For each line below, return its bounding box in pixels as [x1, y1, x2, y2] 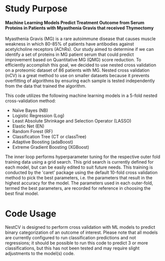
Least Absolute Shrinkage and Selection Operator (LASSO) [12, 118, 132, 124]
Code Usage [5, 208, 57, 219]
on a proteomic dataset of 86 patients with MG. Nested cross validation [5, 67, 150, 73]
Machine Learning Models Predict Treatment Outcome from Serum [5, 19, 144, 25]
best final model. [5, 191, 39, 197]
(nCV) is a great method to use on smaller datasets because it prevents [5, 73, 150, 79]
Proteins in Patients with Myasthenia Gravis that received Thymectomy [5, 25, 154, 31]
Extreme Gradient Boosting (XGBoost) [12, 144, 90, 150]
